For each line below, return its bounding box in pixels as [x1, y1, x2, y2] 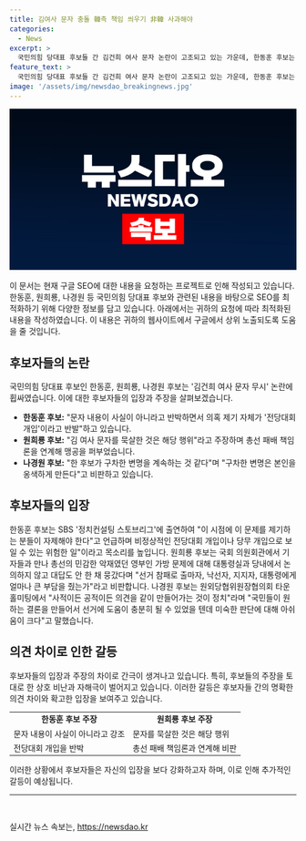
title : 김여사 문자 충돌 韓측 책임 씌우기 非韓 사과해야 [9, 15, 193, 24]
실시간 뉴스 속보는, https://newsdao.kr [9, 821, 148, 833]
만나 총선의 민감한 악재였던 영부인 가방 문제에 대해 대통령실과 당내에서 [33, 558, 282, 569]
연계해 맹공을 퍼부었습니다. [39, 446, 135, 457]
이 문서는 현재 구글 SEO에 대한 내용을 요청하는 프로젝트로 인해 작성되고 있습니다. [9, 281, 295, 292]
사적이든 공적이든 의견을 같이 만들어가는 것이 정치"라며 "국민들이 [51, 592, 281, 603]
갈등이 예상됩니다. [9, 775, 74, 787]
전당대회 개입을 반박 [13, 743, 85, 754]
